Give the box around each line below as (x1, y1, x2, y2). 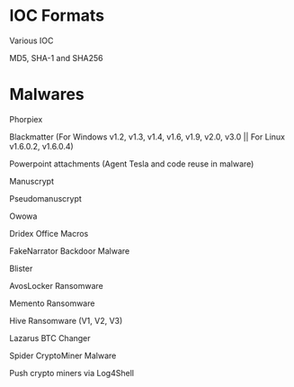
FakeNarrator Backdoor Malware (9, 245, 130, 256)
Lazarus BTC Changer (9, 332, 92, 343)
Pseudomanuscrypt (9, 193, 83, 203)
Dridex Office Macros (9, 228, 89, 238)
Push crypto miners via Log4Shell (9, 367, 135, 378)
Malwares (9, 85, 85, 104)
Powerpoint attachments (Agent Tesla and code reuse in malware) (9, 158, 254, 169)
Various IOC (9, 35, 54, 46)
